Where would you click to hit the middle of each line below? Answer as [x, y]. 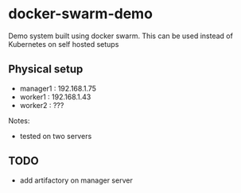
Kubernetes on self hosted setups [64, 44]
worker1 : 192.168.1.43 [55, 97]
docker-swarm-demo [81, 14]
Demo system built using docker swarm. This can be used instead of [120, 36]
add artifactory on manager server [76, 180]
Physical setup [46, 69]
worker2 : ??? [42, 105]
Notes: [19, 121]
